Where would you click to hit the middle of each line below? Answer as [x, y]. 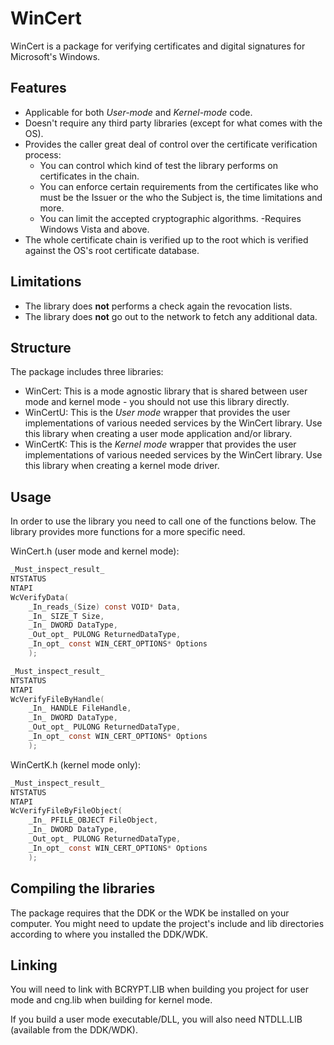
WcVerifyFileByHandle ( [57, 699]
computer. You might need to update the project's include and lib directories [167, 923]
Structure [41, 347]
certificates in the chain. [89, 176]
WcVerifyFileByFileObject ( [66, 811]
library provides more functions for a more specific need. [128, 532]
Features [38, 88]
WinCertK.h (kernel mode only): [75, 764]
